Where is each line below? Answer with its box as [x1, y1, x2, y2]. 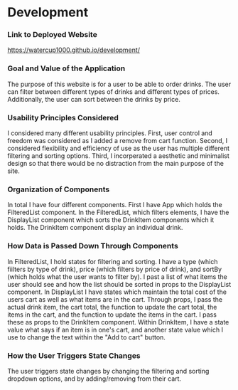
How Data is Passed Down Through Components [7, 241, 179, 251]
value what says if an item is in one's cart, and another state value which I [7, 325, 224, 334]
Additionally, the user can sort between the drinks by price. [7, 95, 181, 103]
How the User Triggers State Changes [7, 350, 141, 360]
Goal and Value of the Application [7, 63, 126, 73]
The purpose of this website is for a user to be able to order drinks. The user [7, 80, 232, 88]
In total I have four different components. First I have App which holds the [7, 201, 222, 209]
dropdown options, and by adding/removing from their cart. [7, 374, 182, 383]
